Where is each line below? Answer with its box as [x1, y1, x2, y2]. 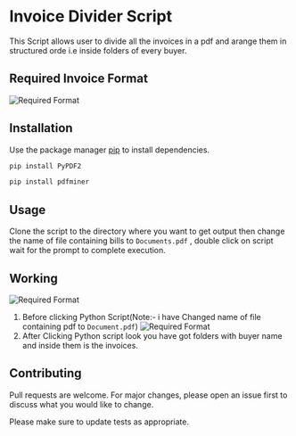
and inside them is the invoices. [21, 340, 138, 350]
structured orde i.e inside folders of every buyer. [9, 45, 187, 55]
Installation [9, 120, 73, 136]
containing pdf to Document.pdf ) [21, 321, 138, 332]
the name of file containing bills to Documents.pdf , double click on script [9, 235, 274, 246]
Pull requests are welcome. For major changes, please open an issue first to [9, 390, 288, 400]
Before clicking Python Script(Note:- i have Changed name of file [21, 311, 261, 322]
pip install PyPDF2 [9, 161, 82, 170]
